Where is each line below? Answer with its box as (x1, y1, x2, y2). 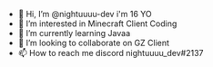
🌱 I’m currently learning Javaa (17, 28, 130, 38)
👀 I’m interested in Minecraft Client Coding (17, 18, 177, 29)
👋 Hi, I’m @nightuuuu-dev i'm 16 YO (17, 9, 152, 19)
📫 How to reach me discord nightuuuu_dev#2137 (17, 48, 204, 58)
